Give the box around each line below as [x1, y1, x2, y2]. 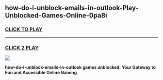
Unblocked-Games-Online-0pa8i [5, 12, 108, 20]
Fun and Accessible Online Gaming [5, 69, 77, 75]
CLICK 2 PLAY [5, 44, 39, 51]
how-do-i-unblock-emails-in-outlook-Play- [5, 4, 139, 12]
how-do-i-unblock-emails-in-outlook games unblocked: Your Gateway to [5, 64, 156, 70]
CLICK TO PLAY [5, 26, 43, 33]
